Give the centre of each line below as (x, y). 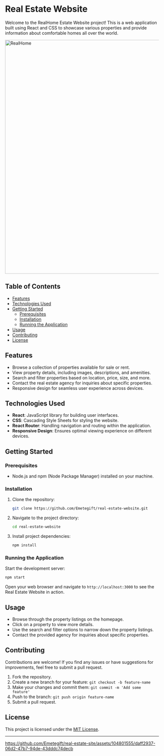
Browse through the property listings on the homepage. (68, 619)
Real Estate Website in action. (35, 592)
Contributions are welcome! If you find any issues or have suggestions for (79, 662)
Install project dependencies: (41, 536)
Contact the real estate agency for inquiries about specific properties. (82, 383)
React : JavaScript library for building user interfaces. (65, 415)
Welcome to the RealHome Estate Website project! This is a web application (81, 23)
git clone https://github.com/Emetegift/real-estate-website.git (80, 508)
